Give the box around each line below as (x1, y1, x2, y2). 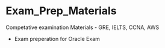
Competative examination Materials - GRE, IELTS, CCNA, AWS (5, 24, 160, 31)
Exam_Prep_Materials (5, 4, 117, 18)
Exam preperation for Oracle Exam (14, 35, 101, 42)
